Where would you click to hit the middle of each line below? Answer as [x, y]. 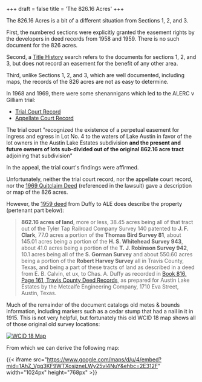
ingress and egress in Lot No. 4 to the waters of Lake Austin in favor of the [99, 136]
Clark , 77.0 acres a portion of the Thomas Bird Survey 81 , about [101, 235]
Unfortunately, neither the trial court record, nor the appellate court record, [99, 179]
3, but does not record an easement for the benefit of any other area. [92, 63]
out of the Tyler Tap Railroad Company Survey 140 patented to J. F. [105, 228]
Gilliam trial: [21, 100]
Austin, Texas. [39, 293]
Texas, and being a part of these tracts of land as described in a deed [108, 267]
